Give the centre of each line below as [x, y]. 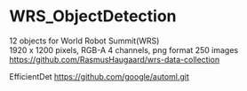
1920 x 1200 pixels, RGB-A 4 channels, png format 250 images [123, 49]
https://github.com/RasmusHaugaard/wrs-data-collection [115, 59]
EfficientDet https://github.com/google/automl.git [99, 76]
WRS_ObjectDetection [93, 16]
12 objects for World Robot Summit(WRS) [84, 41]
